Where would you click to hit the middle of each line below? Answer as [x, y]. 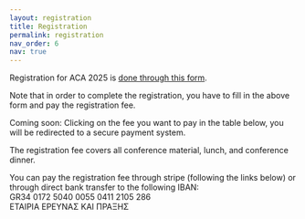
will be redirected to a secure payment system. [98, 132]
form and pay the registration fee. [73, 105]
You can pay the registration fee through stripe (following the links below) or [153, 178]
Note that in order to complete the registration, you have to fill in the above [150, 96]
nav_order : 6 [34, 43]
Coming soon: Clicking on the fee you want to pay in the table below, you [147, 123]
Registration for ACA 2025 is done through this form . [108, 78]
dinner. [23, 160]
